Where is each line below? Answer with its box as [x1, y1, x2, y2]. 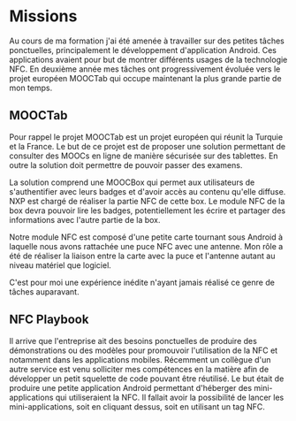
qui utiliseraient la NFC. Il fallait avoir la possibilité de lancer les [55, 392, 285, 402]
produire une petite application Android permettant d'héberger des [9, 382, 253, 393]
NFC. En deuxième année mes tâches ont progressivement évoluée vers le [9, 64, 281, 74]
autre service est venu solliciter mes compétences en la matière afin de [9, 364, 269, 374]
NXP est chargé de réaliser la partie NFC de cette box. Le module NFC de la [9, 195, 285, 206]
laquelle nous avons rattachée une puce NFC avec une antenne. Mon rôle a [9, 241, 284, 251]
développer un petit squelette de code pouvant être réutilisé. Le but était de [9, 373, 285, 384]
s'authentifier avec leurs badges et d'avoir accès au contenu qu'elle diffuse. [9, 186, 286, 196]
